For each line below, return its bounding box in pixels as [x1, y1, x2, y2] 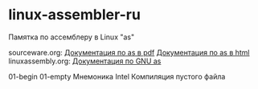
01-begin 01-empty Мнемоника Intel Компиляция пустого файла [8, 71, 226, 81]
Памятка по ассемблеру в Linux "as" [8, 32, 135, 42]
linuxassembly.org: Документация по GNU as [8, 56, 162, 66]
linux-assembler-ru [8, 6, 141, 24]
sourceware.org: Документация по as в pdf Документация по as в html [8, 47, 250, 57]
